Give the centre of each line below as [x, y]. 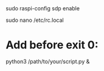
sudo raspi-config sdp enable [43, 8]
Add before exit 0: [52, 45]
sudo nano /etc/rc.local [35, 20]
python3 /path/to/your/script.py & [48, 62]
